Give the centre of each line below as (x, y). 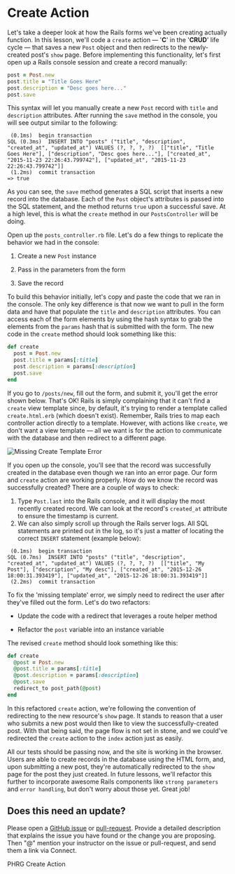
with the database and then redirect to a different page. (87, 438)
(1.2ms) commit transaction (53, 173)
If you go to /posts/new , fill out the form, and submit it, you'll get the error (113, 393)
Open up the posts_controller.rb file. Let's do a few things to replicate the (115, 235)
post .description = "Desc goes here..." (67, 88)
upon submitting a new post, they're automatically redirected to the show (111, 767)
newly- (198, 47)
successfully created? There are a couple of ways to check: (93, 487)
